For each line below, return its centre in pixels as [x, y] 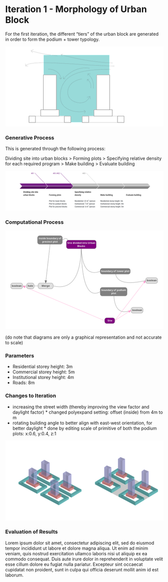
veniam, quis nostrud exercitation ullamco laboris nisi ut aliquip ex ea [76, 553]
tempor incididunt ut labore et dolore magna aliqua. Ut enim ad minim [77, 548]
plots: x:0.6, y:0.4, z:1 [34, 433]
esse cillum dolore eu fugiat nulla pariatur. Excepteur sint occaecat [74, 564]
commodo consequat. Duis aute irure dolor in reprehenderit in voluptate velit [84, 559]
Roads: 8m [24, 383]
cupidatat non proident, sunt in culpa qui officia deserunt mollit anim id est [82, 569]
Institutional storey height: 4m [43, 377]
